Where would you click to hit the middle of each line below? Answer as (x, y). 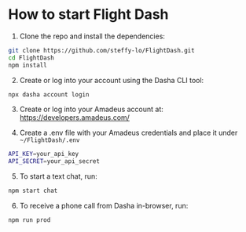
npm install (28, 65)
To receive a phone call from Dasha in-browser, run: (104, 206)
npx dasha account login (49, 94)
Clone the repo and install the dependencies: (92, 36)
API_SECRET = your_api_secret (54, 161)
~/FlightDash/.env (50, 140)
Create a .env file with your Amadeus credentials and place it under (129, 133)
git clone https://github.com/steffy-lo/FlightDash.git (101, 50)
